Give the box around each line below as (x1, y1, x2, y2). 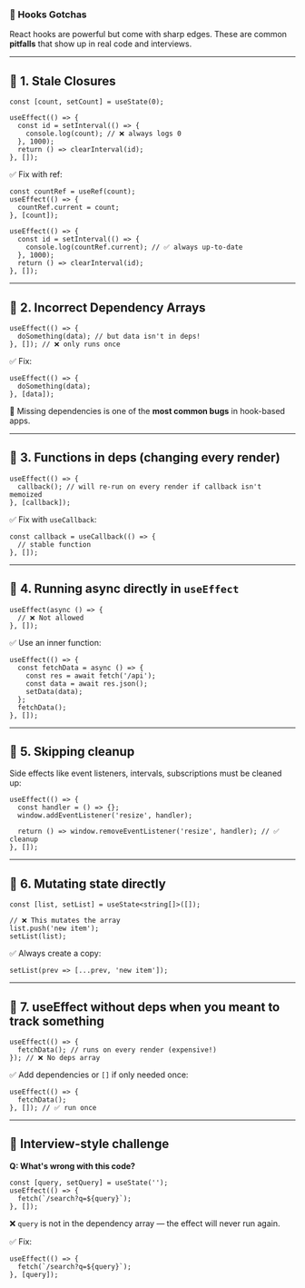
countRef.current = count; (17, 203, 120, 213)
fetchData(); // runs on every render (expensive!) (17, 1045, 218, 1055)
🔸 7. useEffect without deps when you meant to (9, 999, 280, 1015)
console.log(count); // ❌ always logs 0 (25, 129, 182, 139)
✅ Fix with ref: (9, 169, 64, 180)
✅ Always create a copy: (9, 948, 102, 959)
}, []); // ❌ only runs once (9, 340, 121, 349)
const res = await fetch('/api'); (25, 671, 156, 680)
